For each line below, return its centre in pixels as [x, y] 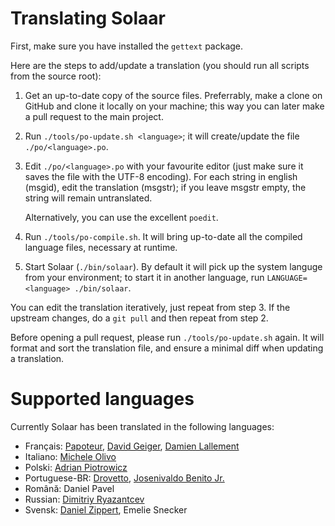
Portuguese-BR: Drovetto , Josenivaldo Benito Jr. [124, 478]
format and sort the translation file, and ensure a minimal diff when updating [167, 348]
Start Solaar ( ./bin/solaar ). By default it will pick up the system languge [173, 266]
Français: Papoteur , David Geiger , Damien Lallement [132, 446]
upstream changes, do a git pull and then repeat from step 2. [139, 318]
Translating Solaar [88, 18]
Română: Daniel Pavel [69, 488]
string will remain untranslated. [88, 198]
